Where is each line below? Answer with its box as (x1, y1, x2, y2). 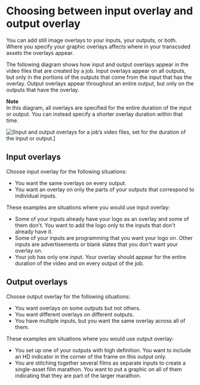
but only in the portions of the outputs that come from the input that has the (6, 73, 192, 81)
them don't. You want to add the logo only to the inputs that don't (14, 221, 176, 229)
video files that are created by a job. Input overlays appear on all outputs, (6, 67, 186, 74)
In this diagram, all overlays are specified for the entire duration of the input (6, 104, 192, 111)
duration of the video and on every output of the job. (14, 260, 144, 267)
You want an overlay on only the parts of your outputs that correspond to (14, 186, 195, 193)
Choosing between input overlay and (6, 4, 193, 18)
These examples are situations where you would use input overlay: (6, 204, 170, 211)
